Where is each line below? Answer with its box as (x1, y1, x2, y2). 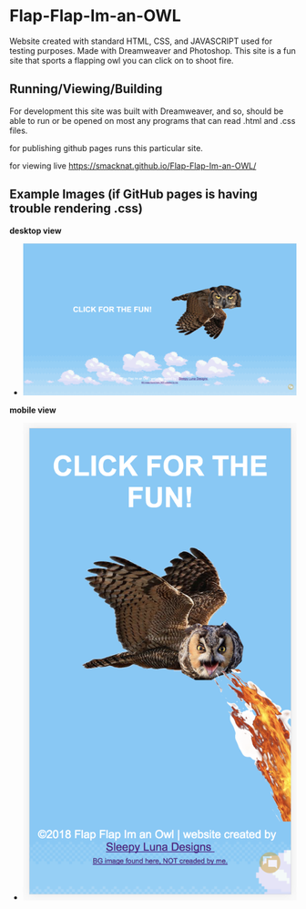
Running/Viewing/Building (9, 81, 163, 97)
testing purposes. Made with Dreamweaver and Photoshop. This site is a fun (9, 45, 296, 56)
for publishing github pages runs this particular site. (9, 142, 203, 153)
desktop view (9, 225, 62, 236)
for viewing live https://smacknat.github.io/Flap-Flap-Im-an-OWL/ (9, 160, 257, 171)
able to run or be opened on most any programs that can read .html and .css (9, 115, 296, 126)
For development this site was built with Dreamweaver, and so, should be (9, 106, 284, 117)
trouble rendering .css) (9, 201, 143, 217)
